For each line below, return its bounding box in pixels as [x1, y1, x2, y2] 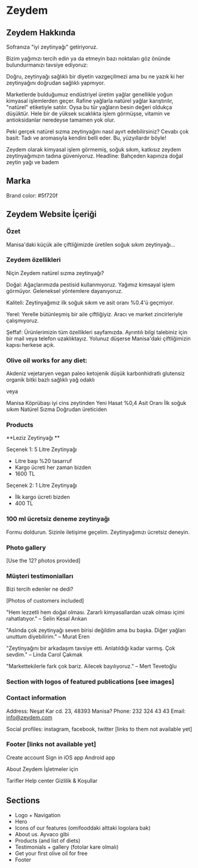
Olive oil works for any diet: [6, 356, 88, 364]
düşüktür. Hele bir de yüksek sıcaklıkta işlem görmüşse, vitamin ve [6, 110, 170, 117]
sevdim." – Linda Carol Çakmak [6, 651, 83, 658]
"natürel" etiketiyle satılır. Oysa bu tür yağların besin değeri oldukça [6, 104, 172, 111]
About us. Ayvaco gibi [14, 830, 69, 837]
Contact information [6, 694, 67, 702]
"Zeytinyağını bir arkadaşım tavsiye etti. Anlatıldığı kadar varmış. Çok [6, 645, 175, 652]
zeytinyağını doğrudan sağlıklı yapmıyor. [6, 79, 105, 86]
